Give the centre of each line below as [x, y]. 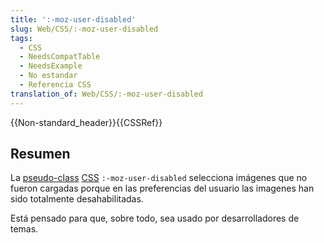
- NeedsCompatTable [60, 57]
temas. [24, 229]
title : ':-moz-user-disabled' [73, 19]
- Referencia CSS [55, 85]
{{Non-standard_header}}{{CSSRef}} [86, 122]
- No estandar [48, 76]
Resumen [40, 154]
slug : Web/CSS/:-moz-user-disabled [84, 29]
